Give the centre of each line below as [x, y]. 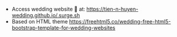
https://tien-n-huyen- [112, 9]
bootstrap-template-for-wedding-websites [63, 28]
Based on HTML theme [40, 21]
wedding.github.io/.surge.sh [46, 15]
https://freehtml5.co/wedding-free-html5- [120, 21]
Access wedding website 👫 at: [48, 9]
